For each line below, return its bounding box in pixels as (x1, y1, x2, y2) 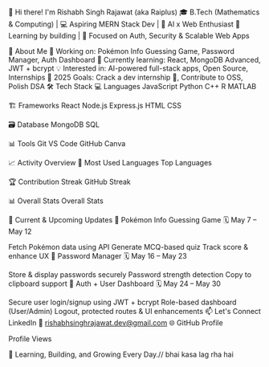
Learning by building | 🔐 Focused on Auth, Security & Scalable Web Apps (8, 31, 251, 40)
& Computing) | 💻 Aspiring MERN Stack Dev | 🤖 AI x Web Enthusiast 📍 (8, 19, 241, 29)
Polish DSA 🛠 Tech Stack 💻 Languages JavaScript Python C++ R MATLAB (8, 82, 257, 91)
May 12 (8, 226, 32, 236)
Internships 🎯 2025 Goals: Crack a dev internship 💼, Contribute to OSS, (8, 72, 243, 82)
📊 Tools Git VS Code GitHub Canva (8, 139, 126, 148)
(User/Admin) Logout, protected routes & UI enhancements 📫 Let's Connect (8, 307, 261, 316)
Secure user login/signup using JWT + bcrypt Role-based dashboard (8, 297, 237, 307)
